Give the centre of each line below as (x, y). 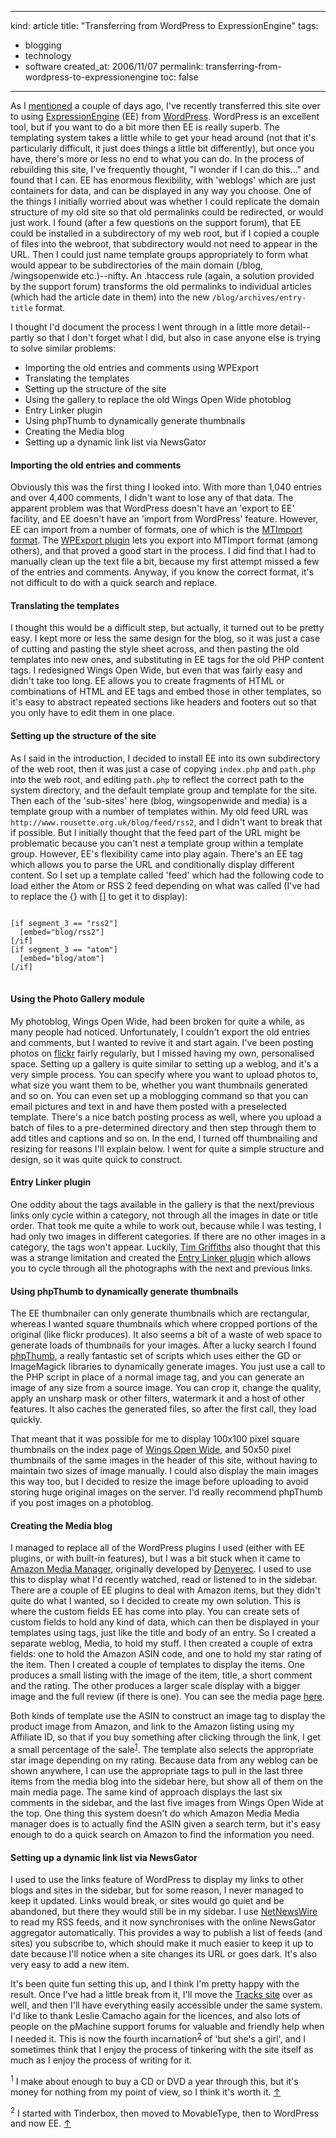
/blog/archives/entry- (259, 298)
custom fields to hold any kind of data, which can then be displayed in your (165, 1622)
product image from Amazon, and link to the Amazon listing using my (152, 1727)
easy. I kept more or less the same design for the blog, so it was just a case (165, 638)
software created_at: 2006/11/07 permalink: (114, 66)
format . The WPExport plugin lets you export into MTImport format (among (164, 540)
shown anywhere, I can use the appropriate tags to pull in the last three (156, 1771)
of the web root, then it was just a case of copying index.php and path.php (163, 768)
